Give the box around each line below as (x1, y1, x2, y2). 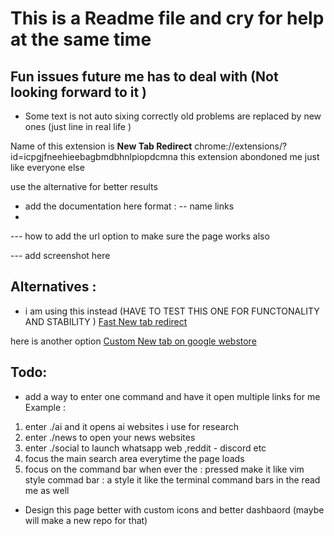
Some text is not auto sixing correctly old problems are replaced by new (24, 110, 322, 122)
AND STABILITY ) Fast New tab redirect (24, 315, 188, 327)
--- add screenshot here (10, 250, 111, 261)
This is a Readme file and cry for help (10, 7, 325, 30)
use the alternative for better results (10, 181, 158, 192)
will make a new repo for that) (24, 514, 148, 526)
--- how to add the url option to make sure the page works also (10, 230, 270, 242)
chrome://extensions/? (194, 140, 288, 152)
